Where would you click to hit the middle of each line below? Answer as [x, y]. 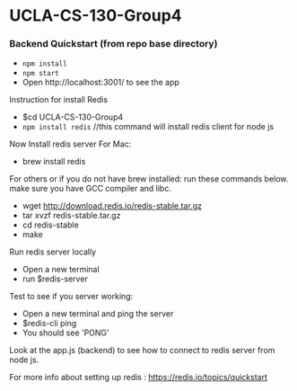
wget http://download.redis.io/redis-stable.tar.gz [112, 206]
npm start [41, 74]
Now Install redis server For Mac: [70, 144]
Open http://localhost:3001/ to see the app [100, 83]
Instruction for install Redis [59, 100]
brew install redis [54, 162]
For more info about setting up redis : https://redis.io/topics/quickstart [138, 378]
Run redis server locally [53, 252]
